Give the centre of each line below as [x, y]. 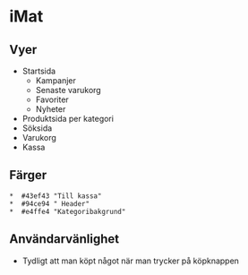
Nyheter [51, 109]
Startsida [39, 71]
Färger [28, 175]
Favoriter [52, 99]
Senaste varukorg [68, 90]
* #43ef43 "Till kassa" [56, 196]
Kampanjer [56, 81]
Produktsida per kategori [68, 119]
